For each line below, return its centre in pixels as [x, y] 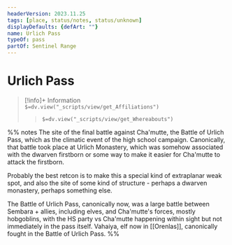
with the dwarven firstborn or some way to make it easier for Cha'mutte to [114, 154]
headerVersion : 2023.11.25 [46, 14]
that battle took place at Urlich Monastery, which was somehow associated [115, 147]
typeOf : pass [26, 40]
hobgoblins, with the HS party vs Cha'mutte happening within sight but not [115, 218]
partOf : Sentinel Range [42, 46]
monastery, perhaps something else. [60, 190]
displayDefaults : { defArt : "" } [53, 27]
